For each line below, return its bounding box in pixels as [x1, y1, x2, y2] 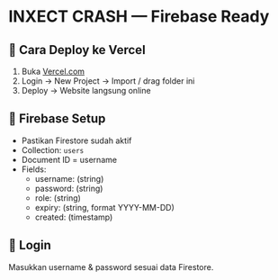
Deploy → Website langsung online [21, 86, 151, 95]
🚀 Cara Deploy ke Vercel [8, 42, 146, 58]
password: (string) [34, 183, 103, 194]
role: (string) [34, 192, 82, 203]
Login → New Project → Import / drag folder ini [21, 76, 195, 86]
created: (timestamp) [34, 212, 113, 222]
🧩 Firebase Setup [8, 111, 106, 127]
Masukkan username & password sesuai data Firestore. [8, 261, 214, 272]
